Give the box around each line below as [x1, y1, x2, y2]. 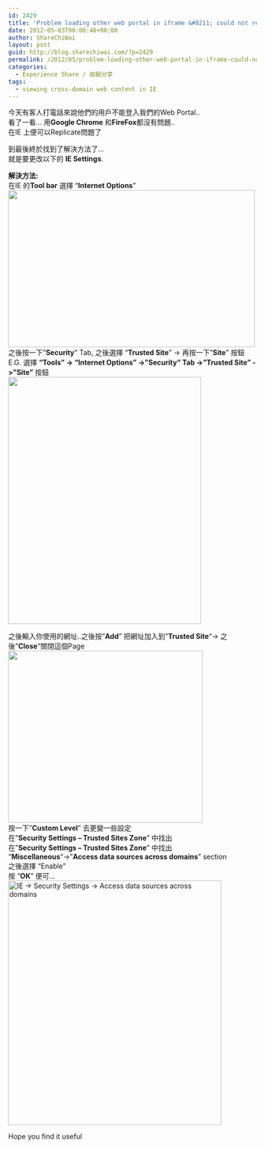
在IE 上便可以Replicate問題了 [8, 127, 103, 137]
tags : [8, 77, 26, 85]
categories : [8, 63, 47, 71]
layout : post [8, 41, 51, 49]
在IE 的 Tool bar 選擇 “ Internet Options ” [8, 181, 136, 191]
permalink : [8, 56, 44, 64]
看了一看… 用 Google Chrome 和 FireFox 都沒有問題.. [8, 118, 176, 127]
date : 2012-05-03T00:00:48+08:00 [8, 26, 118, 34]
